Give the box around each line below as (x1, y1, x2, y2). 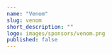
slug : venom (6, 17, 42, 24)
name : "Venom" (6, 10, 49, 18)
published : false (6, 36, 58, 43)
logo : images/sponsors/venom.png (6, 29, 106, 37)
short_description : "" (6, 23, 74, 30)
